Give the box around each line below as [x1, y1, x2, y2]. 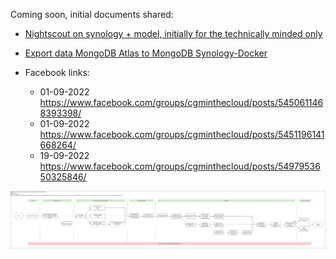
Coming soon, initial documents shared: [10, 9, 174, 20]
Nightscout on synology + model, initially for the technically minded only [24, 28, 323, 39]
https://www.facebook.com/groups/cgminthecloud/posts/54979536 [39, 160, 321, 172]
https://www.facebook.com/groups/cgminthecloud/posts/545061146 [39, 97, 324, 108]
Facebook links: [24, 67, 90, 78]
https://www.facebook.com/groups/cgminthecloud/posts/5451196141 [39, 129, 325, 140]
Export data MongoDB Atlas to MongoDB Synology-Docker [24, 47, 268, 59]
